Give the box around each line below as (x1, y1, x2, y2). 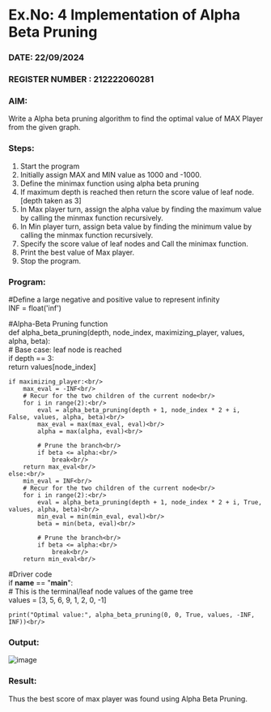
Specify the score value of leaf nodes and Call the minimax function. (19, 238, 248, 248)
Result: (8, 676, 37, 687)
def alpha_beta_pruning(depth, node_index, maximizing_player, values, (8, 327, 245, 337)
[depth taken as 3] (19, 195, 83, 205)
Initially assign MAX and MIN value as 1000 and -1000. (19, 169, 202, 179)
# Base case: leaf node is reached (8, 345, 122, 354)
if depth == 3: (8, 353, 54, 362)
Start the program (19, 161, 80, 171)
